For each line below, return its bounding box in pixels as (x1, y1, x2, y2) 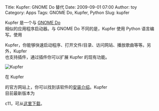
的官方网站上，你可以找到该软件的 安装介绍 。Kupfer (5, 84, 107, 90)
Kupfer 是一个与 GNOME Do (5, 20, 61, 25)
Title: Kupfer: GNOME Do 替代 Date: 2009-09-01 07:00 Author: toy (5, 4, 137, 10)
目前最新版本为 (5, 90, 35, 96)
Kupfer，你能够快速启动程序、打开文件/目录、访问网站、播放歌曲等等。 (5, 42, 147, 48)
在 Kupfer (5, 74, 24, 79)
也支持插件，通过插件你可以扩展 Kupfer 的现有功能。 (5, 54, 110, 60)
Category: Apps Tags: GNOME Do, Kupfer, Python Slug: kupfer (5, 10, 130, 16)
